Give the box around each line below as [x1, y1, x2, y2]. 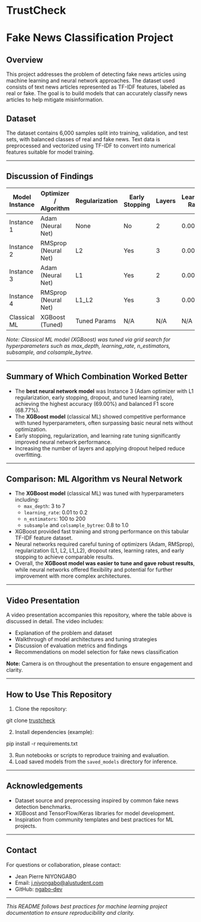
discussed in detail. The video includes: [6, 618, 103, 625]
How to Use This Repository [6, 689, 112, 699]
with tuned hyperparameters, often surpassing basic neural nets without [14, 419, 193, 426]
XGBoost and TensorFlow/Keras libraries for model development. [14, 809, 175, 817]
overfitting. [14, 451, 42, 458]
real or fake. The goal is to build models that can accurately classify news [6, 90, 187, 97]
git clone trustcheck [6, 717, 56, 724]
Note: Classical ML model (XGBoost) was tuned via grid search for [6, 336, 170, 343]
